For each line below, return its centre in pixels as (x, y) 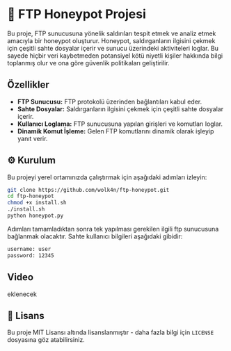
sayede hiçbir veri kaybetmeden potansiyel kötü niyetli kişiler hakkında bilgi (115, 56)
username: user (29, 249)
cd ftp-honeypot (31, 196)
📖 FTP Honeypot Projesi (77, 14)
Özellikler (29, 85)
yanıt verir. (32, 138)
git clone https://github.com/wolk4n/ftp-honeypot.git (88, 190)
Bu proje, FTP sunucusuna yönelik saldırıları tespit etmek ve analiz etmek (112, 33)
